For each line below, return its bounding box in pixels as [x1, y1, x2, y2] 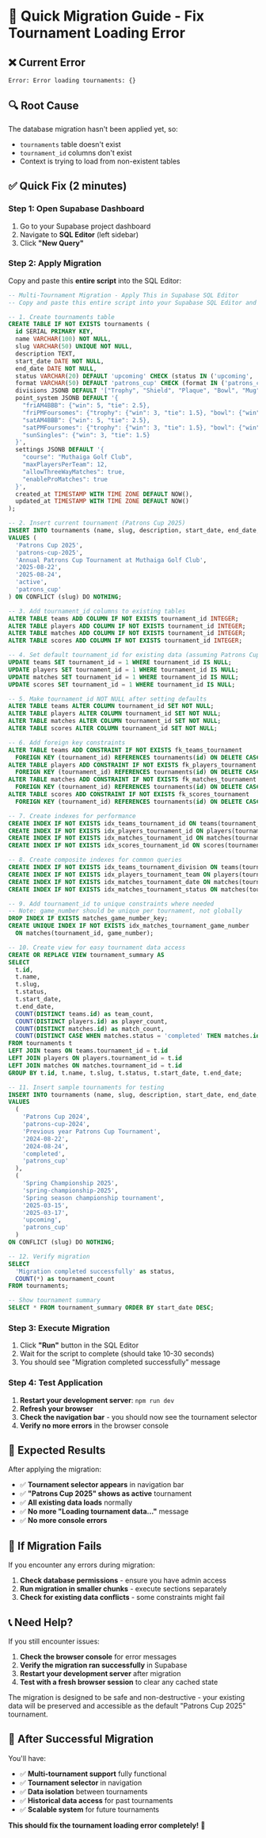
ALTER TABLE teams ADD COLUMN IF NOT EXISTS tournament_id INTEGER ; [8, 614, 239, 622]
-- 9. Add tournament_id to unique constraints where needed [8, 900, 215, 908]
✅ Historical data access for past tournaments [19, 1795, 173, 1805]
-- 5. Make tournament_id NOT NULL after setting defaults [8, 694, 207, 703]
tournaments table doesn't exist [19, 139, 121, 149]
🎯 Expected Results [8, 1444, 106, 1457]
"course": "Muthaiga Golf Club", [22, 453, 133, 461]
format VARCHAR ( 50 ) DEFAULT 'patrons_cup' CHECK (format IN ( [15, 379, 225, 387]
